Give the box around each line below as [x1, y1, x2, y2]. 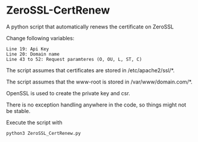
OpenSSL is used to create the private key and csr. [6, 89, 131, 96]
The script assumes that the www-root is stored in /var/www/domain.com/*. [6, 78, 193, 85]
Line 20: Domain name [6, 51, 60, 57]
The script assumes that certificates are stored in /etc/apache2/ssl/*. [6, 66, 175, 74]
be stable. [6, 107, 31, 114]
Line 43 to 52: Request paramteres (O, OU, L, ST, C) [6, 56, 143, 62]
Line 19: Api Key [6, 46, 49, 52]
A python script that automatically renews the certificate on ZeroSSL [6, 23, 174, 30]
